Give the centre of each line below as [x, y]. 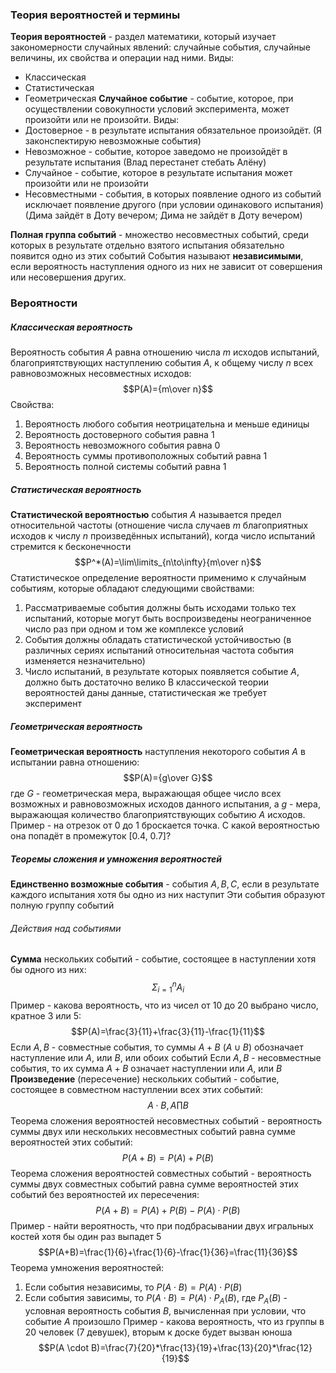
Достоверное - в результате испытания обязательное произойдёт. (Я [173, 130]
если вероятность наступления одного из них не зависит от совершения [166, 267]
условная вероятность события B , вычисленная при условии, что [165, 1310]
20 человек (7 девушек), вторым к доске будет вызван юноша [158, 1332]
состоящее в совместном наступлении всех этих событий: [136, 1089]
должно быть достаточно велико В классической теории [147, 682]
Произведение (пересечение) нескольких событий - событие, [145, 1079]
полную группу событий [62, 905]
